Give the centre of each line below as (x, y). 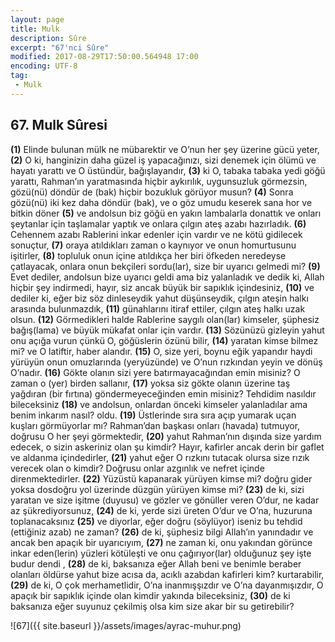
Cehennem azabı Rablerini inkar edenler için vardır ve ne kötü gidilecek (156, 234)
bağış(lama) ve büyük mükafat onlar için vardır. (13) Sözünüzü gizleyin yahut (167, 330)
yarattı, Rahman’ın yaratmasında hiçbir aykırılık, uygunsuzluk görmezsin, (159, 181)
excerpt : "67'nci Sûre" (60, 47)
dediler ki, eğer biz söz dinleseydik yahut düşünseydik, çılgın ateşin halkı (159, 298)
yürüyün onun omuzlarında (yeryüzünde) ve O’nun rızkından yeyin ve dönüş (166, 362)
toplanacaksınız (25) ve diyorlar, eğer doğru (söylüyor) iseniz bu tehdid (156, 521)
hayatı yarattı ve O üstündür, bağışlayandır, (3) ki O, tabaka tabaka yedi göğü (168, 170)
